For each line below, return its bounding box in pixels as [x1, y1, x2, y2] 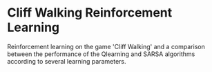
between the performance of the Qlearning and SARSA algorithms [7, 50, 195, 58]
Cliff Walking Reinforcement [7, 5, 173, 21]
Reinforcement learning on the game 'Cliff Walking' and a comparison [7, 42, 205, 51]
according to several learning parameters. [7, 57, 126, 65]
